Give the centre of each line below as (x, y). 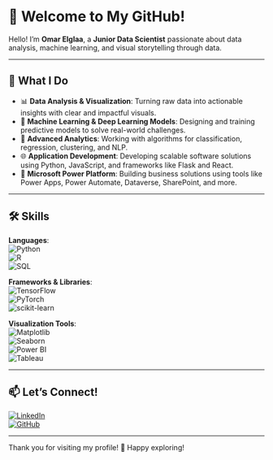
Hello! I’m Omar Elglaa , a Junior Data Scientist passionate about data (125, 39)
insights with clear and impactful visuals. (88, 112)
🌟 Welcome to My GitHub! (97, 17)
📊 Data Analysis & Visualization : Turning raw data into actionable (132, 101)
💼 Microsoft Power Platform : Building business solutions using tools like (141, 173)
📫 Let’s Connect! (53, 392)
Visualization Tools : (43, 323)
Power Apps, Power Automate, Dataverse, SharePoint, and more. (128, 182)
